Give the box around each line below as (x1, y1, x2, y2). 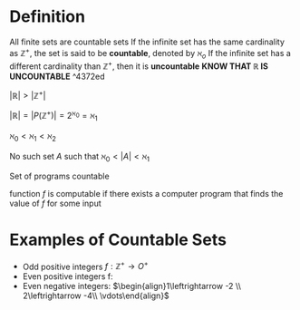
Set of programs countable (9, 170, 111, 181)
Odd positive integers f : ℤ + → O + (22, 259, 149, 272)
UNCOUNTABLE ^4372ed (9, 71, 106, 82)
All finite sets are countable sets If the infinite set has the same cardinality (9, 36, 285, 47)
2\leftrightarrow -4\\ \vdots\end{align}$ (22, 290, 169, 301)
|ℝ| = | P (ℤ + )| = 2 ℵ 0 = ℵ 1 (9, 109, 98, 123)
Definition (9, 6, 86, 27)
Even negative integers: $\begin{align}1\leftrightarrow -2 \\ (22, 281, 242, 292)
